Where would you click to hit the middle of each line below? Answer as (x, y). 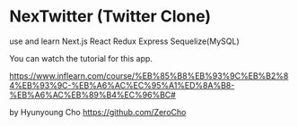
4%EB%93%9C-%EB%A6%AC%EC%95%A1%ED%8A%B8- (122, 85)
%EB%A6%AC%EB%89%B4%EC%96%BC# (93, 95)
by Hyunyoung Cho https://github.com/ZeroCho (98, 112)
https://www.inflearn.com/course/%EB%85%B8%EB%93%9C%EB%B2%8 (149, 76)
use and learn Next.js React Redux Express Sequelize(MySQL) (124, 41)
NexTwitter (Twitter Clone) (110, 17)
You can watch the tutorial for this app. (81, 58)
